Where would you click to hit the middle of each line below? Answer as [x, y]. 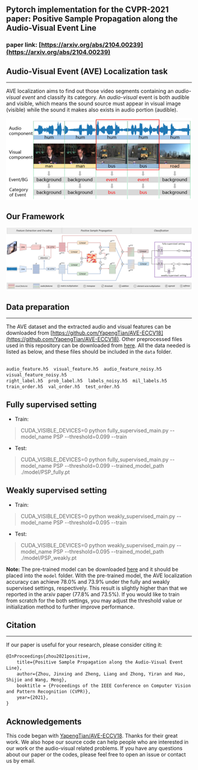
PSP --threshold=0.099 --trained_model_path [108, 465]
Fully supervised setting [52, 405]
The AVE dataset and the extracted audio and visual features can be [89, 327]
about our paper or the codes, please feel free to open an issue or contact [96, 755]
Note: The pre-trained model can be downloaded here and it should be [92, 569]
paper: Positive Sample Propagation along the [92, 19]
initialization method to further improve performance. [70, 607]
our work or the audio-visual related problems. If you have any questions [94, 748]
